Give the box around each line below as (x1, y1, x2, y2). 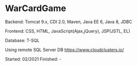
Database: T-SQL (5, 37, 40, 43)
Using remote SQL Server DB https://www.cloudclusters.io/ (5, 47, 124, 53)
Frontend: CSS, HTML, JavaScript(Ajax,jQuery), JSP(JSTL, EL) (5, 28, 131, 34)
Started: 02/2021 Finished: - (5, 56, 62, 62)
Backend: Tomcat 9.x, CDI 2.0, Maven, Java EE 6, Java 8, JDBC (5, 19, 133, 25)
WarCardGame (5, 3, 66, 14)
